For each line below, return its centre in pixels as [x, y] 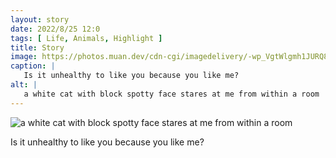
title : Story [37, 47]
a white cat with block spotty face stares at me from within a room [171, 94]
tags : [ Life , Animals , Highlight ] [86, 38]
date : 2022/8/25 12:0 [55, 29]
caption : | [33, 66]
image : [24, 57]
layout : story [40, 19]
